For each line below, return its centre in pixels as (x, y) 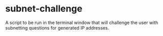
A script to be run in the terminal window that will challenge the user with (82, 22)
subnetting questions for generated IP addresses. (57, 27)
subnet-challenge (44, 9)
